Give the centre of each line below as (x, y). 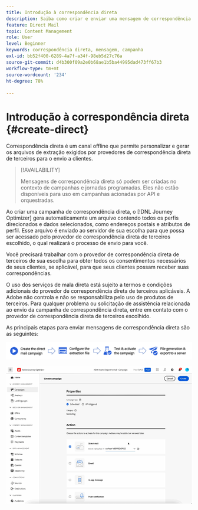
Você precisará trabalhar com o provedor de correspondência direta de (93, 254)
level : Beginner (26, 44)
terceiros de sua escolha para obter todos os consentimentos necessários (96, 261)
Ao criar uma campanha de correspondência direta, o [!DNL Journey (89, 212)
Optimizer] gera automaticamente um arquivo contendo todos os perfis (93, 218)
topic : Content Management (39, 31)
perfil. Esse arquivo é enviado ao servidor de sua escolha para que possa (95, 231)
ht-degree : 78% (25, 81)
